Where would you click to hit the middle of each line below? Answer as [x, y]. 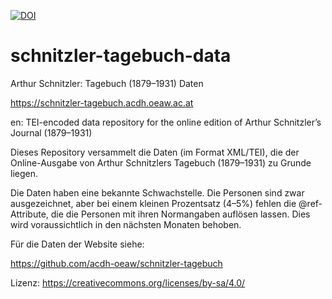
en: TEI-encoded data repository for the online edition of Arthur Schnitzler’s [166, 122]
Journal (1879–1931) [51, 132]
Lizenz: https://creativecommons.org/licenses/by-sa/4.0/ [128, 282]
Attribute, [29, 214]
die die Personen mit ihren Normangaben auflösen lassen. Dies [180, 214]
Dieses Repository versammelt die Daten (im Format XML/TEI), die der [155, 152]
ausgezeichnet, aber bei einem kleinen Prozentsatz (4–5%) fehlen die [153, 203]
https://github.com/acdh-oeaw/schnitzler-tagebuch [116, 263]
